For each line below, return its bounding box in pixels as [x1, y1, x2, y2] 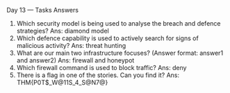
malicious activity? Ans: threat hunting [16, 42, 126, 49]
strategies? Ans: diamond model [16, 27, 109, 35]
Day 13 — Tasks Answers [6, 6, 79, 14]
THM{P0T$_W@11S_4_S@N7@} [16, 78, 108, 86]
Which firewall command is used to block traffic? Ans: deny [16, 64, 187, 71]
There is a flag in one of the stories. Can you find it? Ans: [16, 71, 180, 79]
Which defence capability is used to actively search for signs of [16, 34, 199, 42]
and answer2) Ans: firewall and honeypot [16, 56, 135, 65]
